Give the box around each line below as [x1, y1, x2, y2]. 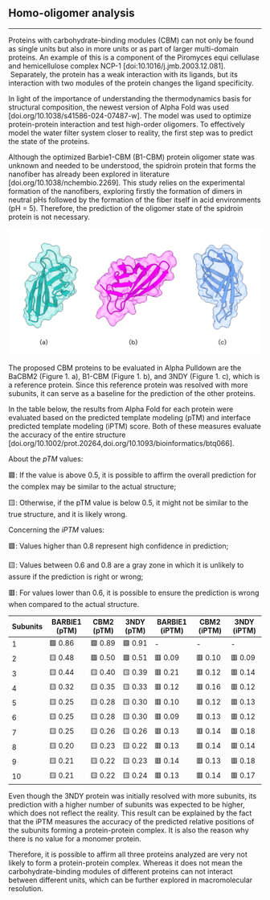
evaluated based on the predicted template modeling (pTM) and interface [8, 412, 252, 422]
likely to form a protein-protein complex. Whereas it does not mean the [8, 858, 243, 868]
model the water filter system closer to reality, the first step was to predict [8, 128, 253, 138]
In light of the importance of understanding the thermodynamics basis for [8, 93, 252, 103]
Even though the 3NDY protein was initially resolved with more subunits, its [8, 791, 257, 801]
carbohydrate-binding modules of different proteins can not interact [8, 867, 233, 877]
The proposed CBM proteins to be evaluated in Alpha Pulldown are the [8, 362, 242, 373]
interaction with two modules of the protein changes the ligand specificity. [8, 78, 255, 88]
